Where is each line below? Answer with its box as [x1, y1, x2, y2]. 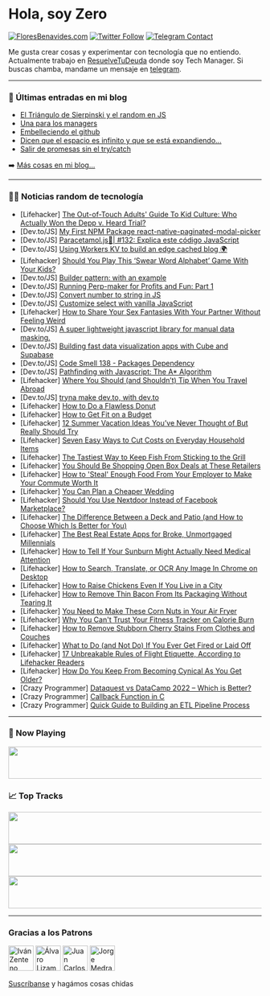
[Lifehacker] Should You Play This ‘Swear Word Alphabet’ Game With [19, 255, 249, 265]
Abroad [19, 384, 46, 393]
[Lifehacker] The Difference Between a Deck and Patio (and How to [19, 512, 243, 521]
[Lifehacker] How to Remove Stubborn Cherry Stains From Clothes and [19, 623, 256, 632]
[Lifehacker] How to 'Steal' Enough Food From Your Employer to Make [19, 469, 252, 479]
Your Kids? [19, 264, 56, 274]
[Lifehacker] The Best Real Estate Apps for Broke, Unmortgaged [19, 529, 232, 539]
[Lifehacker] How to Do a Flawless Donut [19, 401, 156, 410]
